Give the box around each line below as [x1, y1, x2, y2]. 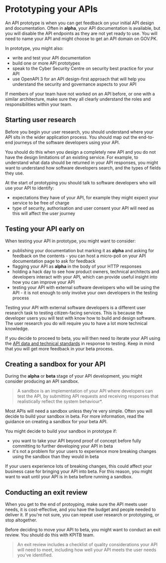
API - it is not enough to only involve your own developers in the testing [12, 289, 158, 295]
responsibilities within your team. [5, 101, 73, 107]
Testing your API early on [5, 225, 85, 233]
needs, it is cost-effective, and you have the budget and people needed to [5, 507, 156, 512]
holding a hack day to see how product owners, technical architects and [12, 269, 159, 275]
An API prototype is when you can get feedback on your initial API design [5, 20, 154, 26]
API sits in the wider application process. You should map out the [5, 134, 137, 140]
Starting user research [5, 115, 76, 124]
